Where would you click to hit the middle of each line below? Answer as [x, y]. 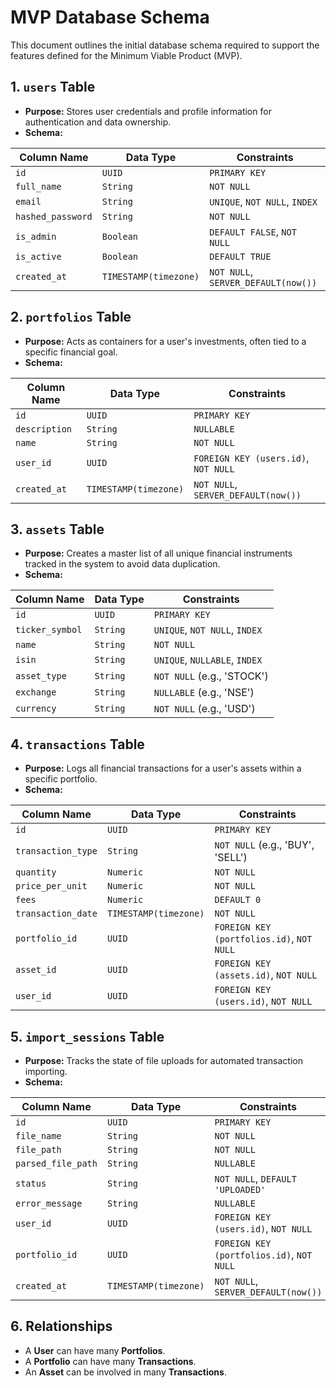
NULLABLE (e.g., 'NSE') [204, 693]
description [44, 429]
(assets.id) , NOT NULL [266, 975]
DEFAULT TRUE [240, 256]
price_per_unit [51, 886]
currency [36, 709]
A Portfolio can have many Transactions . [110, 1361]
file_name [38, 1136]
